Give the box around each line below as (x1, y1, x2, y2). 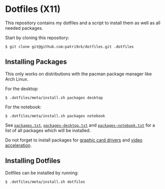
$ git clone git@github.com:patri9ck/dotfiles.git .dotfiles (5, 44, 134, 49)
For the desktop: (5, 86, 39, 92)
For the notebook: (5, 104, 42, 110)
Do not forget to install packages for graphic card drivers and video (5, 137, 143, 143)
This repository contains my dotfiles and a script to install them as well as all (5, 20, 161, 26)
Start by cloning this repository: (5, 35, 69, 41)
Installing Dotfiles (5, 157, 61, 165)
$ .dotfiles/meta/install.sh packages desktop (5, 95, 103, 100)
